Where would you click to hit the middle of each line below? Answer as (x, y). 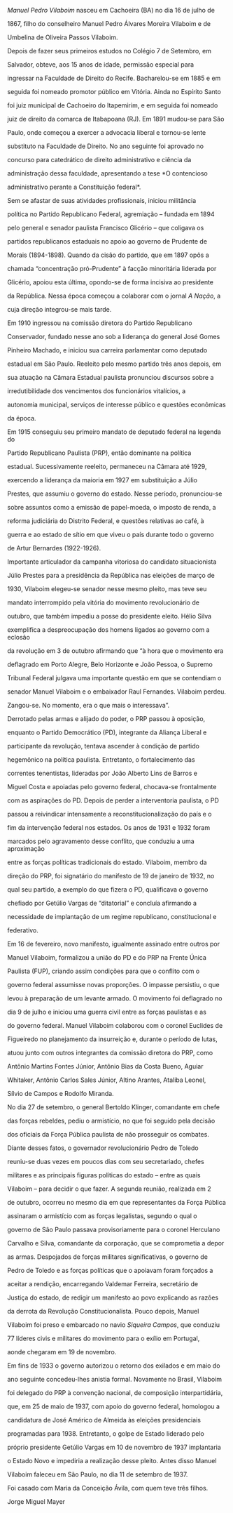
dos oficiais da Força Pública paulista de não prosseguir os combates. (108, 1134)
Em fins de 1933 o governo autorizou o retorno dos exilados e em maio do (114, 1366)
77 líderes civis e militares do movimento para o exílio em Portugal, (104, 1338)
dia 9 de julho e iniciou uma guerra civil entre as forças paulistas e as (107, 1012)
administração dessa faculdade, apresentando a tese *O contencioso (107, 173)
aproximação (26, 848)
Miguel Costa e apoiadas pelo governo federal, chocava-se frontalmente (112, 787)
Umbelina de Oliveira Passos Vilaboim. (63, 37)
